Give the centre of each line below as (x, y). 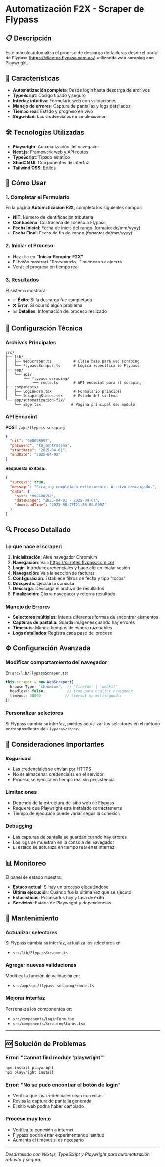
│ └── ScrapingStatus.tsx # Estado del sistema (62, 396)
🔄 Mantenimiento (32, 918)
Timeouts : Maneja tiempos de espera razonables (62, 627)
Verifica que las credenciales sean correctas (58, 1096)
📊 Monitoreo (26, 863)
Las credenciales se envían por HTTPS (52, 769)
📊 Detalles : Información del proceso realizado (60, 311)
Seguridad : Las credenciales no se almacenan (59, 116)
